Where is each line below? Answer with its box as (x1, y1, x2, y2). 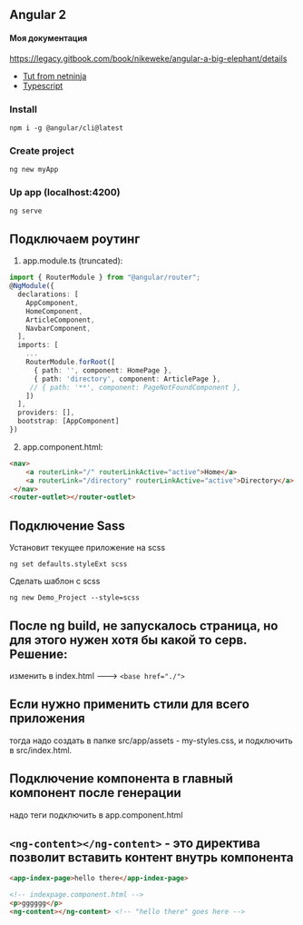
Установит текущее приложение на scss (9, 542, 166, 553)
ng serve (9, 206, 43, 216)
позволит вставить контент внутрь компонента (9, 850, 294, 865)
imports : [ (17, 341, 59, 350)
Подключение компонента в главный (9, 771, 233, 787)
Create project (9, 144, 74, 157)
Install (9, 103, 38, 115)
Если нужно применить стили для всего (9, 697, 249, 712)
